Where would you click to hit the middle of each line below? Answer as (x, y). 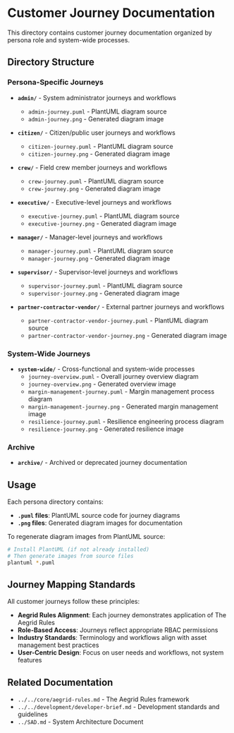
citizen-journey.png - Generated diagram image (99, 154)
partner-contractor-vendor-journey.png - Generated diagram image (128, 335)
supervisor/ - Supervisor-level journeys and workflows (98, 272)
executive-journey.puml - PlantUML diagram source (104, 216)
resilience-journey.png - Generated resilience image (106, 429)
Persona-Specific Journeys (56, 83)
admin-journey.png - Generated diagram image (96, 119)
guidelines (32, 715)
